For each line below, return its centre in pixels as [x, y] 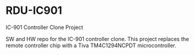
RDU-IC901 [34, 11]
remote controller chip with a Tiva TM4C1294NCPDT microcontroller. [91, 45]
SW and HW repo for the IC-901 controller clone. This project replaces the [97, 39]
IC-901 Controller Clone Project [45, 27]
